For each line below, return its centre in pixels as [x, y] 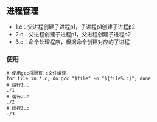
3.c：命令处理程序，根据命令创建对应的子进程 [72, 42]
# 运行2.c [18, 97]
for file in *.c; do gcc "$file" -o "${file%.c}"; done [78, 79]
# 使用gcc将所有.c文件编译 [37, 73]
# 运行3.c [18, 109]
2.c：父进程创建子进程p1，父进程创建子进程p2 [73, 34]
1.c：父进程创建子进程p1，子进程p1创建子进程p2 [75, 27]
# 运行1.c [18, 85]
